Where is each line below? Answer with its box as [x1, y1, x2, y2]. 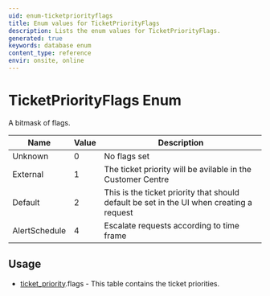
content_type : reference [8, 49, 92, 57]
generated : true [8, 34, 63, 43]
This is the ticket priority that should [104, 187, 239, 198]
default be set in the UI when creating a [104, 196, 253, 208]
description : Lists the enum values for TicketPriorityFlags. [8, 27, 221, 35]
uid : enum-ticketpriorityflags [8, 11, 113, 20]
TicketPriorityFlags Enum [8, 92, 182, 109]
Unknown [12, 150, 49, 162]
